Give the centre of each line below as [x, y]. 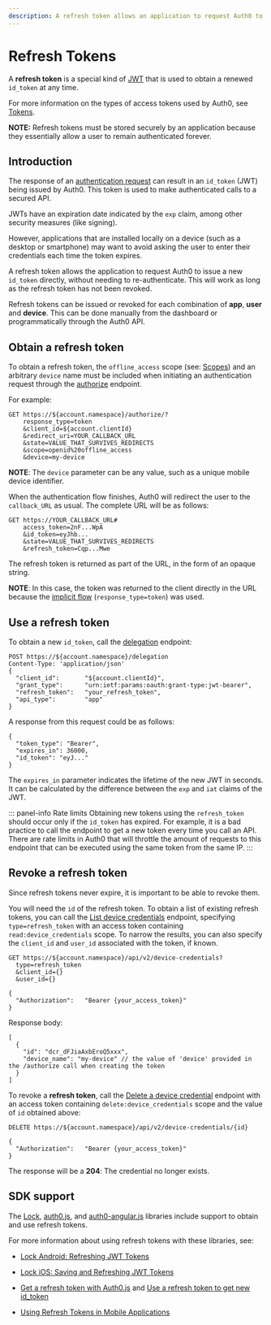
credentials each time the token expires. [75, 256]
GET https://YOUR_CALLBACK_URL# [63, 521]
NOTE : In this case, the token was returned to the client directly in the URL [133, 588]
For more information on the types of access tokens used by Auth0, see [129, 103]
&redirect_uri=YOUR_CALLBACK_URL [80, 436]
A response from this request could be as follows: [91, 721]
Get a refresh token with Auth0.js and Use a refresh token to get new [135, 1288]
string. [19, 573]
